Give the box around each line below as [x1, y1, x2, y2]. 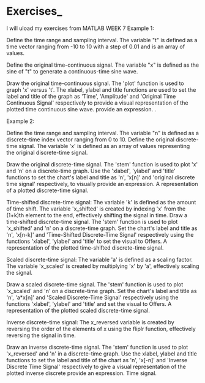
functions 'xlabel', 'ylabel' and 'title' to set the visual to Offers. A [6, 237, 167, 245]
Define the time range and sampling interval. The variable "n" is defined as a [6, 129, 199, 136]
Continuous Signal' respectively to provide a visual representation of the [6, 99, 188, 106]
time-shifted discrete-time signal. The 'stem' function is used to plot [6, 218, 178, 225]
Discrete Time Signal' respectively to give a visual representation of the [6, 363, 187, 370]
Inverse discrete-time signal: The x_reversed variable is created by [6, 318, 174, 325]
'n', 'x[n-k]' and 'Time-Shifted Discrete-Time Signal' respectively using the [6, 231, 194, 238]
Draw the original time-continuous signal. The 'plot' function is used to [6, 80, 184, 87]
